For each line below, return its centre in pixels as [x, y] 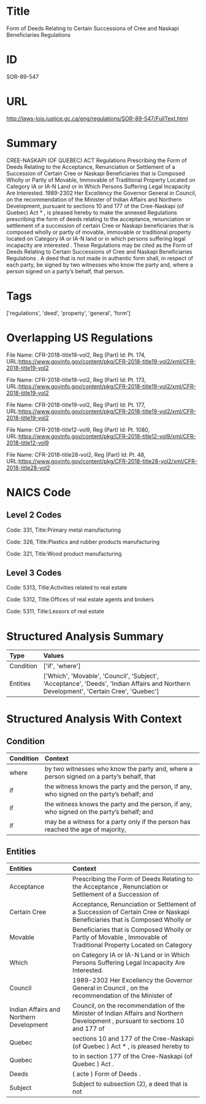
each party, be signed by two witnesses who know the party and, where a [100, 265]
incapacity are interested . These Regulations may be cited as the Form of [100, 245]
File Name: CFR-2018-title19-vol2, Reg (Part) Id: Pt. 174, [76, 355]
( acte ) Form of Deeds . [107, 1074]
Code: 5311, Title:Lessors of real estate [55, 612]
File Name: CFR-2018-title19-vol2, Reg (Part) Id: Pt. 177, [76, 405]
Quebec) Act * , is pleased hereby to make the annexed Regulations [92, 212]
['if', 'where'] [62, 666]
